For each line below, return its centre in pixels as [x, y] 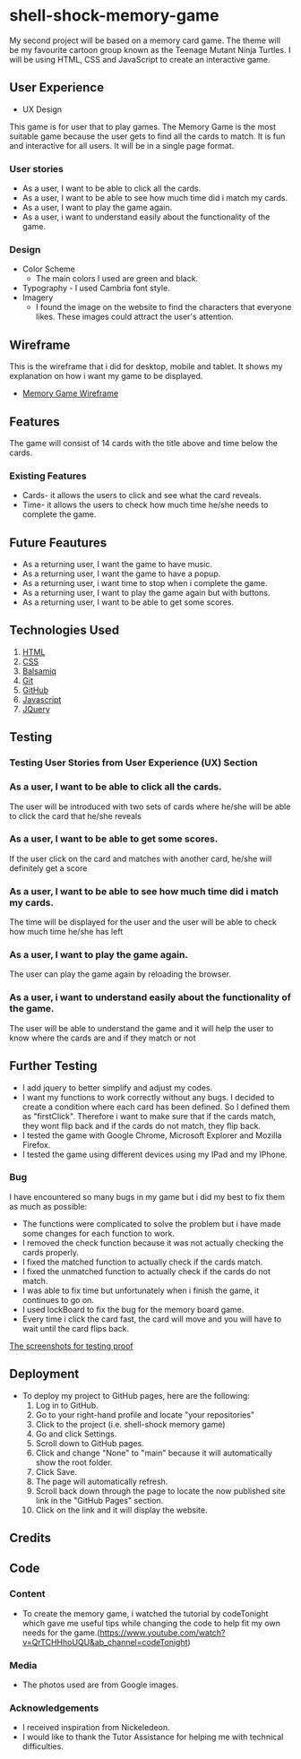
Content [28, 1594]
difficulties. [43, 1746]
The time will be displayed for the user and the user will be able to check [143, 922]
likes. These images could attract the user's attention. [135, 317]
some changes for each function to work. [99, 1233]
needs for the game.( [61, 1633]
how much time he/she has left [66, 932]
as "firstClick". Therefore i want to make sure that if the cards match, [149, 1116]
